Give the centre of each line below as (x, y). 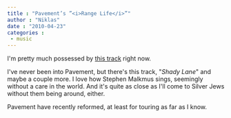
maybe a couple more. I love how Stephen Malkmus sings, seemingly (105, 79)
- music (21, 39)
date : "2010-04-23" (37, 26)
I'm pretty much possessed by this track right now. (79, 58)
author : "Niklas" (33, 20)
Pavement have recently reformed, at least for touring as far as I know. (107, 107)
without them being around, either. (56, 94)
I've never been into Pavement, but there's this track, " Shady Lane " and (109, 72)
